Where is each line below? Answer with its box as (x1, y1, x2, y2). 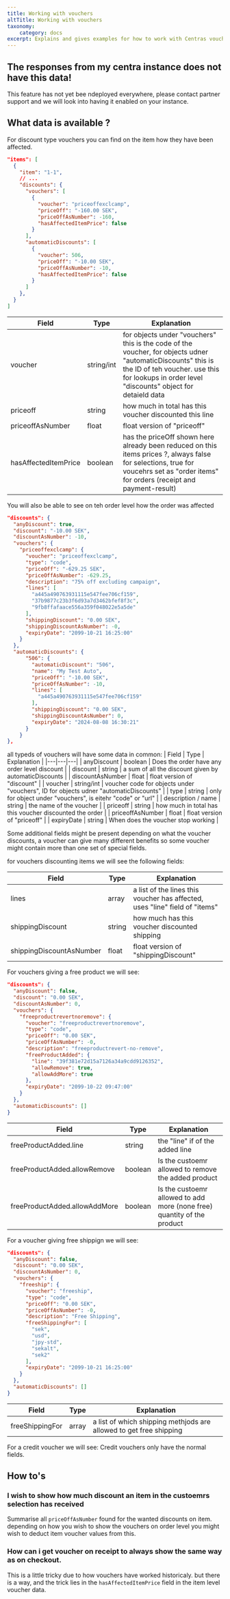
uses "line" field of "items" (133, 903, 218, 912)
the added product (157, 1172, 218, 1182)
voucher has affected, (133, 894, 204, 903)
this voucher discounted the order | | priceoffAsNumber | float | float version (7, 808, 222, 817)
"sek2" (31, 1351, 51, 1359)
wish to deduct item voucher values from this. (7, 1530, 136, 1538)
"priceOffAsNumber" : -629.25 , (25, 571, 112, 579)
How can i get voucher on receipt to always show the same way (7, 1547, 222, 1556)
